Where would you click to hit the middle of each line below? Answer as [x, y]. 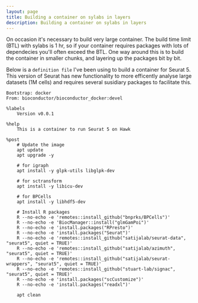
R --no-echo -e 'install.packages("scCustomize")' [80, 280]
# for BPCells [34, 197]
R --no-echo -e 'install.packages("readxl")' [74, 285]
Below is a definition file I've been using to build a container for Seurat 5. [98, 70]
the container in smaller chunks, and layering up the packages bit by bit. [94, 58]
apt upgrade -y [35, 155]
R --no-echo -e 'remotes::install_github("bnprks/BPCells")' [93, 217]
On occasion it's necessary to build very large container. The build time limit [98, 40]
